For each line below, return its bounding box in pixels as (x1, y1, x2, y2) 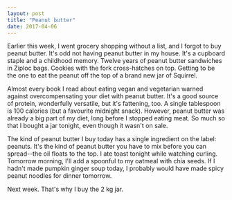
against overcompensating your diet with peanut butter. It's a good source (7, 92, 219, 100)
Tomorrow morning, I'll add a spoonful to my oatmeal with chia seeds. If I (7, 157, 215, 165)
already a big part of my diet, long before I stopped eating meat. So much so (7, 114, 225, 122)
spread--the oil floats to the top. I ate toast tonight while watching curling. (7, 149, 218, 158)
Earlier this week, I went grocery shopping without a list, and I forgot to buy (7, 42, 222, 51)
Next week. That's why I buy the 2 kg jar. (7, 185, 123, 194)
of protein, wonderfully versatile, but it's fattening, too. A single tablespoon (7, 100, 221, 108)
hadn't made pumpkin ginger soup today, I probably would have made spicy (7, 164, 224, 173)
